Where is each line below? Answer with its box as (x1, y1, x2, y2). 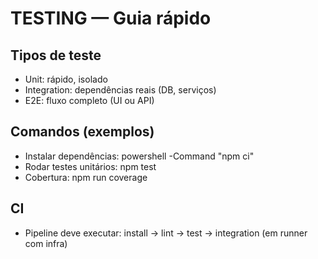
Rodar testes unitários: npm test (24, 160, 157, 172)
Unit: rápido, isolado (24, 73, 108, 85)
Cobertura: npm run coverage (24, 171, 148, 183)
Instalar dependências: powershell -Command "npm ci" (24, 150, 255, 162)
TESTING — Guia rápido (10, 7, 212, 30)
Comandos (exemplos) (10, 123, 155, 141)
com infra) (24, 237, 68, 249)
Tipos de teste (10, 47, 102, 64)
